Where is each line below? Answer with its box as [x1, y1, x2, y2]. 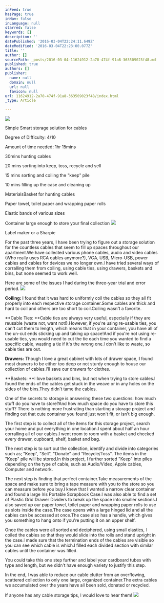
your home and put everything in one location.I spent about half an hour [5, 426, 150, 432]
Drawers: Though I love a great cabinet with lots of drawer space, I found [5, 356, 153, 362]
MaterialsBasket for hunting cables [5, 191, 75, 197]
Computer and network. [5, 467, 53, 472]
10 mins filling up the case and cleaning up [5, 182, 91, 188]
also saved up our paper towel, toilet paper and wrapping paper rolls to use [5, 502, 156, 508]
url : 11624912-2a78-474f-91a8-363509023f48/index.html [5, 93, 119, 98]
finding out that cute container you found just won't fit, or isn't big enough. [5, 411, 155, 417]
